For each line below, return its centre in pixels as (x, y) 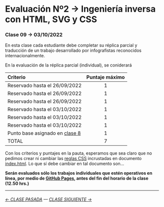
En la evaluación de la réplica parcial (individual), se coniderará (69, 65)
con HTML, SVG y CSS (51, 19)
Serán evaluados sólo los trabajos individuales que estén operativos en (79, 173)
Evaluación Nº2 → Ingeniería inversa (81, 9)
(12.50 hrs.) (17, 184)
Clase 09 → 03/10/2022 (34, 35)
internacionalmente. (25, 56)
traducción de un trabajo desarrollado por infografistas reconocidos (73, 50)
